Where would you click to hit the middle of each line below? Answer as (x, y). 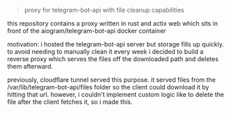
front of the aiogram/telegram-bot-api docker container (87, 31)
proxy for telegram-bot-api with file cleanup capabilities (104, 10)
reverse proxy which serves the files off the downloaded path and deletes (113, 59)
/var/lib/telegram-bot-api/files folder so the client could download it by (108, 87)
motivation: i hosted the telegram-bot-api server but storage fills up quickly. (115, 44)
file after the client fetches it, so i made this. (70, 102)
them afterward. (30, 66)
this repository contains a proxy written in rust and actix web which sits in (112, 23)
